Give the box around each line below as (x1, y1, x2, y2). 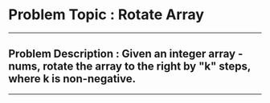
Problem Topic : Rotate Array (8, 6, 205, 24)
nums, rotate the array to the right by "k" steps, (8, 60, 252, 73)
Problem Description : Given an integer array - (8, 47, 243, 61)
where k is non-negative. (8, 72, 137, 85)
